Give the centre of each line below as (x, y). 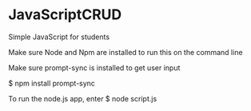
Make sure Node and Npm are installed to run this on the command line (125, 52)
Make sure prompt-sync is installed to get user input (94, 67)
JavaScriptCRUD (65, 15)
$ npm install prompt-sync (52, 83)
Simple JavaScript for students (59, 37)
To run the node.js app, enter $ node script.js (83, 98)
